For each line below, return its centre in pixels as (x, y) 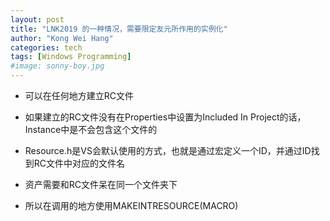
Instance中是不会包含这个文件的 (91, 129)
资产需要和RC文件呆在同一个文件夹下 (101, 184)
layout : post (37, 19)
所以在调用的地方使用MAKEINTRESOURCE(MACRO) (131, 205)
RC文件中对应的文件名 (79, 163)
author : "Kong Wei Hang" (62, 38)
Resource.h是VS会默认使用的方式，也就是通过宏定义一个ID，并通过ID (168, 150)
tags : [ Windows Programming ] (71, 57)
